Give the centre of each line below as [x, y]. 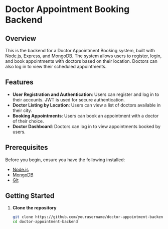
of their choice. [28, 121]
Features [19, 82]
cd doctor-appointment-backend [45, 222]
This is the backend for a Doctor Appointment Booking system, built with [80, 50]
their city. [22, 110]
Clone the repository [34, 208]
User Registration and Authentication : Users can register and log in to [86, 94]
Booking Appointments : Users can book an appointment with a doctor [86, 116]
